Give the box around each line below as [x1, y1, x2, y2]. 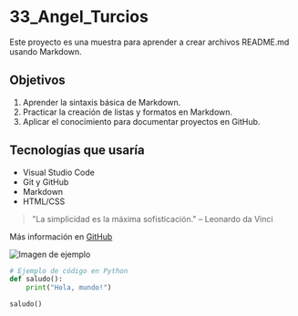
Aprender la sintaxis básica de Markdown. [22, 97, 181, 107]
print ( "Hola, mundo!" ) [26, 283, 112, 292]
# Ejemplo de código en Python [9, 266, 128, 275]
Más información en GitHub [9, 230, 113, 242]
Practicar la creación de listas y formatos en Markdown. [22, 107, 233, 117]
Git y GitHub [22, 176, 69, 188]
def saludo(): [9, 275, 64, 284]
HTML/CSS [22, 196, 66, 207]
